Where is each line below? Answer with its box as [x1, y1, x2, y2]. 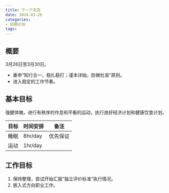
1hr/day [23, 141, 43, 149]
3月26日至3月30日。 [5, 61, 49, 67]
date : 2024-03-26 [5, 12, 43, 17]
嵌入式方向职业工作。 [12, 182, 58, 188]
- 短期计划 [5, 21, 26, 27]
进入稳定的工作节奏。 [12, 78, 58, 84]
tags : [5, 27, 17, 32]
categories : [5, 17, 31, 22]
